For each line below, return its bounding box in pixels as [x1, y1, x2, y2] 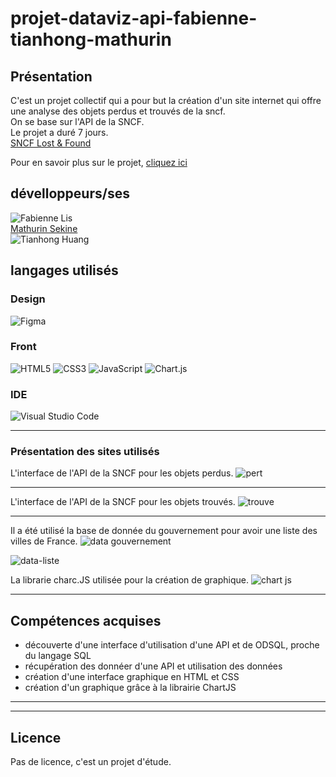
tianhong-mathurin [10, 28, 172, 51]
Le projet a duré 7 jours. [10, 127, 109, 138]
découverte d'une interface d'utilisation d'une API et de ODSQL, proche [24, 639, 320, 651]
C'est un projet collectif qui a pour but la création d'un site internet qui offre [10, 95, 322, 106]
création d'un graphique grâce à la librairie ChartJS [24, 682, 237, 694]
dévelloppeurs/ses [10, 185, 130, 202]
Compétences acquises [10, 612, 162, 629]
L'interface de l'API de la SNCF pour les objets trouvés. [10, 496, 236, 508]
